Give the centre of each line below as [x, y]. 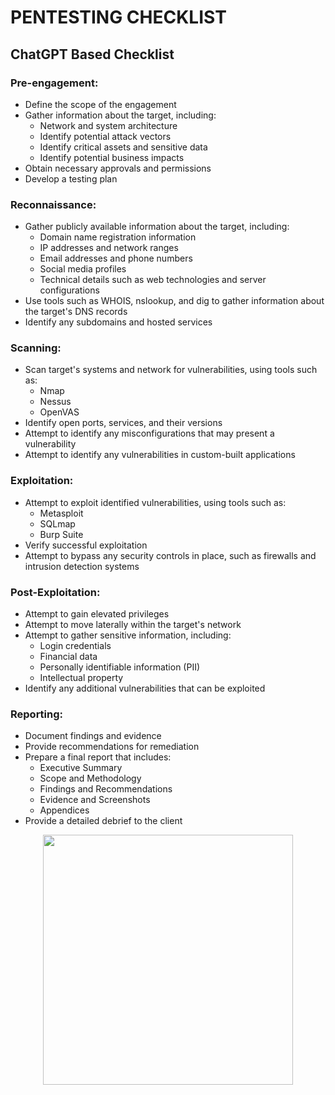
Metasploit [61, 513]
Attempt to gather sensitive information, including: [128, 635]
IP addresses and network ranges [109, 248]
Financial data [68, 657]
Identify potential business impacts [112, 157]
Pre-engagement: [54, 83]
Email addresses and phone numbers [116, 258]
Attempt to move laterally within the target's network [133, 625]
